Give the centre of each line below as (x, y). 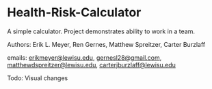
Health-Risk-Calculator (74, 13)
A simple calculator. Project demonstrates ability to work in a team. (101, 31)
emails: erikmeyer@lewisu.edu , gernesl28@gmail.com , (84, 57)
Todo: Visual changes (38, 78)
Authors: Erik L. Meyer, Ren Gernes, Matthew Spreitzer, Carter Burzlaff (106, 44)
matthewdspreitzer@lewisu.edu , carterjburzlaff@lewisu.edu (91, 65)
